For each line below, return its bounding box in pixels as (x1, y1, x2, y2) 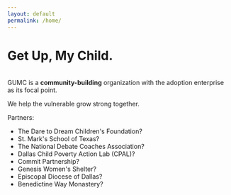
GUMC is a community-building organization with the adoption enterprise (7, 79, 225, 87)
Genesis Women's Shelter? (17, 165, 97, 174)
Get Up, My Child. (7, 48, 113, 64)
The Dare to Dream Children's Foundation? (17, 127, 143, 135)
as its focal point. (7, 86, 58, 94)
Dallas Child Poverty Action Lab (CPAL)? (17, 150, 136, 158)
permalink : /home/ (7, 17, 62, 24)
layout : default (7, 10, 55, 18)
